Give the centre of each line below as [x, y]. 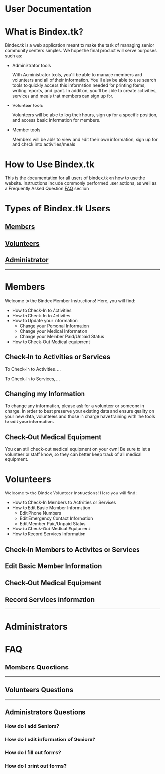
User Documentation [48, 9]
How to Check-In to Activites [41, 315]
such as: [14, 56]
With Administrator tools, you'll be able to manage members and [77, 75]
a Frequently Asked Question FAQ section [47, 189]
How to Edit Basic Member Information [51, 508]
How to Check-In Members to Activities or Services [64, 503]
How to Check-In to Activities [42, 310]
